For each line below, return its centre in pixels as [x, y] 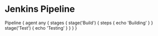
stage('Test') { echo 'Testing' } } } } [41, 28]
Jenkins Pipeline [40, 9]
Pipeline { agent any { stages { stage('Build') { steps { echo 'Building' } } [79, 23]
